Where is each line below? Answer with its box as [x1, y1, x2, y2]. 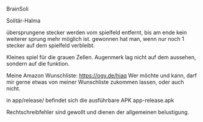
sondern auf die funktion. [6, 60, 70, 67]
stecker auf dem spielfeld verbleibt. [6, 42, 95, 49]
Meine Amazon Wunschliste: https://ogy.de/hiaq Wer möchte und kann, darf [6, 72, 198, 79]
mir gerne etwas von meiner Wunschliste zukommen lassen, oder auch [6, 79, 184, 85]
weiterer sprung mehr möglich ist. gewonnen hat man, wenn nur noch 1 [6, 35, 184, 42]
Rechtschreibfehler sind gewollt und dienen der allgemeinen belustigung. [6, 109, 190, 115]
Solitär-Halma [6, 17, 41, 24]
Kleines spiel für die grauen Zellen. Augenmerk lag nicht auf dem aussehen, [6, 54, 196, 60]
